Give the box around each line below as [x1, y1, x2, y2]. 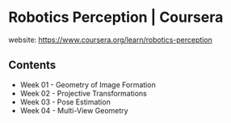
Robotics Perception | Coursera [8, 8, 224, 27]
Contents [8, 58, 57, 72]
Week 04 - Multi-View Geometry [19, 105, 128, 115]
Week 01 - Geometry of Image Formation [19, 79, 156, 89]
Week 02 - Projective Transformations [19, 88, 147, 98]
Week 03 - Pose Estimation [19, 97, 111, 107]
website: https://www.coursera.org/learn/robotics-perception [8, 35, 212, 45]
